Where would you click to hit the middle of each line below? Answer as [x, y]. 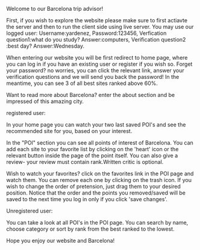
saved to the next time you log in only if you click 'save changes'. [87, 199]
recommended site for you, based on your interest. [69, 131]
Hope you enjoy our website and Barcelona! [61, 241]
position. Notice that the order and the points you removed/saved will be [96, 193]
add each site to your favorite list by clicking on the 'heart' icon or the [92, 149]
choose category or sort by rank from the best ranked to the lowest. [90, 229]
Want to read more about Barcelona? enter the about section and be [91, 95]
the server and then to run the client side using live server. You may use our [100, 27]
